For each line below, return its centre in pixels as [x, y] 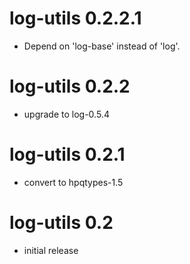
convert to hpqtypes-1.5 [73, 182]
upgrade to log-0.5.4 [66, 114]
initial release [51, 250]
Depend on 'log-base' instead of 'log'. [102, 46]
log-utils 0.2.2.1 [75, 18]
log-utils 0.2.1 [67, 154]
